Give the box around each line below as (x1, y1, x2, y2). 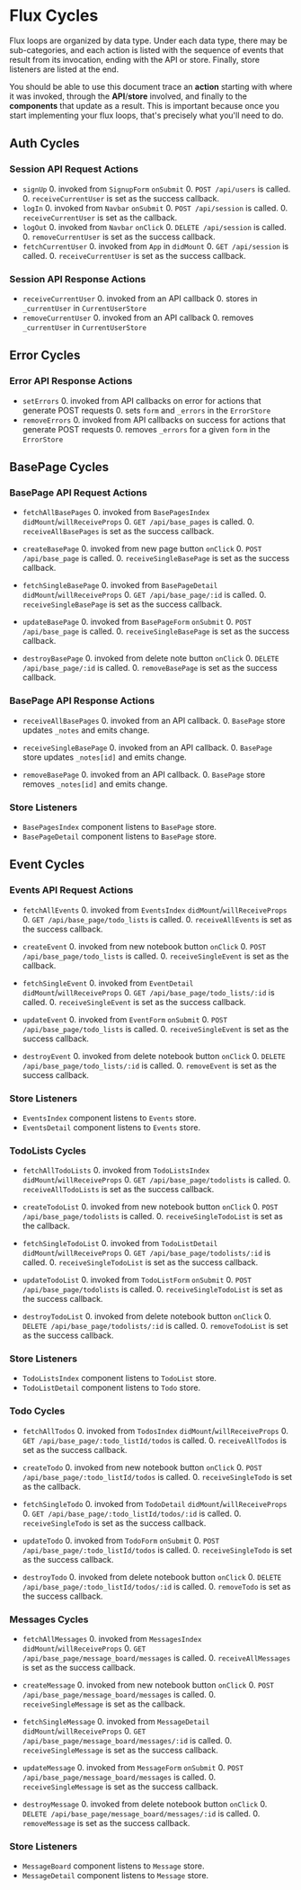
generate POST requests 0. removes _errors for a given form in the (22, 423, 271, 434)
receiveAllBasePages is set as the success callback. (22, 526, 215, 537)
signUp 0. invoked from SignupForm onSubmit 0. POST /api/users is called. (22, 183, 291, 194)
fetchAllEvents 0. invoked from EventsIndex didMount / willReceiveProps (22, 905, 288, 915)
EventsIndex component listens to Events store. (22, 1112, 197, 1123)
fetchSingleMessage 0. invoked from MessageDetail (22, 1716, 210, 1727)
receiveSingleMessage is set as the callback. (22, 1698, 186, 1709)
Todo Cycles (9, 1404, 66, 1417)
